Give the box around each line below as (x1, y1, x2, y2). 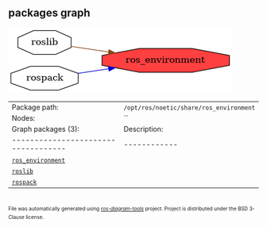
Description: (123, 125, 164, 134)
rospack (11, 179, 37, 187)
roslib (11, 167, 33, 175)
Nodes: (11, 113, 36, 122)
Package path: (11, 102, 60, 112)
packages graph (8, 6, 91, 20)
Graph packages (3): (11, 125, 79, 134)
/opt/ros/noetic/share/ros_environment (123, 103, 256, 112)
